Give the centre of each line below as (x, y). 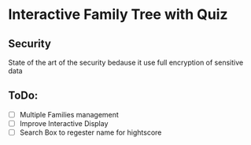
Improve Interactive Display (64, 123)
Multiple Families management (69, 114)
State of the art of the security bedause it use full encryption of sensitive (126, 62)
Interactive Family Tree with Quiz (118, 15)
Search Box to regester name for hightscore (90, 132)
